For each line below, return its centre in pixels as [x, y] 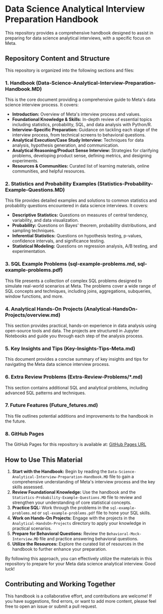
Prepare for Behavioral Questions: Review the [59, 533]
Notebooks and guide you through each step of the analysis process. [74, 336]
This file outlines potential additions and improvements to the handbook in [79, 416]
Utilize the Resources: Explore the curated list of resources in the [78, 544]
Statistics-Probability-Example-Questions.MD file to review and [77, 497]
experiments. [25, 161]
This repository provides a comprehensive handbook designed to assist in [79, 33]
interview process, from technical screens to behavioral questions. [79, 135]
